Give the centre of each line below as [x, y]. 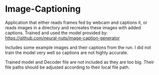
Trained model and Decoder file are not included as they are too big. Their [80, 62]
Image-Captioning [43, 9]
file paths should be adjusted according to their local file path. [68, 67]
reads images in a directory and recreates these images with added [73, 27]
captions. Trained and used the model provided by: [57, 33]
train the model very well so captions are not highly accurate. [67, 53]
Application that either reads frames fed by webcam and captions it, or [76, 22]
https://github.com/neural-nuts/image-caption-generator [62, 38]
